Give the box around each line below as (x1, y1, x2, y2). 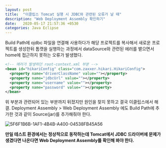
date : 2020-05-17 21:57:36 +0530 (5, 21, 79, 26)
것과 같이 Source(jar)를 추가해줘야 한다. (14, 111, 92, 117)
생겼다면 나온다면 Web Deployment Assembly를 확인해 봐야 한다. (5, 138, 135, 144)
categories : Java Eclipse (5, 26, 58, 31)
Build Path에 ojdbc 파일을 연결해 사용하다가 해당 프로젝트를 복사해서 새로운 (5, 40, 151, 46)
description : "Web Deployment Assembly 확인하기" (5, 16, 106, 21)
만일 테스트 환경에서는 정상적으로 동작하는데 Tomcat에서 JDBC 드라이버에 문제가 (5, 131, 161, 137)
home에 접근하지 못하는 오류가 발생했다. (5, 52, 83, 58)
